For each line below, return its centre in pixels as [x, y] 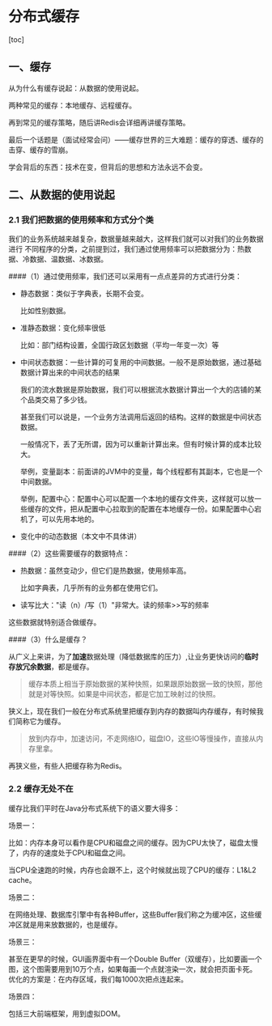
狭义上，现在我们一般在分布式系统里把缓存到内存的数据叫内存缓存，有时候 [132, 711]
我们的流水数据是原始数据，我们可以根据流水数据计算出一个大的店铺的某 [140, 390]
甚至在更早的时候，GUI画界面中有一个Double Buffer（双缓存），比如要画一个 [135, 959]
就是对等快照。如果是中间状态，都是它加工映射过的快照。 [124, 694]
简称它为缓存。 [40, 722]
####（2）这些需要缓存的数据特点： [70, 553]
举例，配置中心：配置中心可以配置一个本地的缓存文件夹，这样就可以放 [137, 499]
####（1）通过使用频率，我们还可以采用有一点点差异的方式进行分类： [125, 277]
